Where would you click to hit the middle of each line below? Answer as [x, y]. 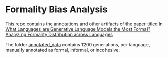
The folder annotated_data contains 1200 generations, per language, [78, 44]
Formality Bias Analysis [56, 9]
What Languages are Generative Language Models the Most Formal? [78, 29]
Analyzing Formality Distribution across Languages [59, 34]
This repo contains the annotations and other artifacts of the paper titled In [84, 24]
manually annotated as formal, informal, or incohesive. [63, 50]
